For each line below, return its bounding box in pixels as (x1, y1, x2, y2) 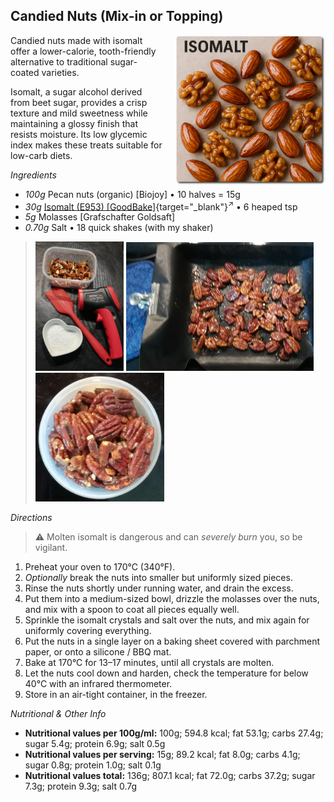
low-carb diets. (10, 149, 73, 161)
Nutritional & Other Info (10, 708, 107, 720)
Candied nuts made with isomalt (10, 34, 143, 46)
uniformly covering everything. (24, 625, 152, 637)
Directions (10, 512, 53, 524)
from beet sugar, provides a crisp (10, 96, 148, 108)
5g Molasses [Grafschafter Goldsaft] (24, 211, 176, 223)
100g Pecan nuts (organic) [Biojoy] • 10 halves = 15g (24, 188, 241, 200)
